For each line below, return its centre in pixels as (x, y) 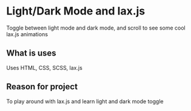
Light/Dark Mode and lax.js (76, 11)
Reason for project (42, 87)
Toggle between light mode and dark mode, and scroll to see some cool (96, 28)
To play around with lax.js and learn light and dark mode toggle (85, 101)
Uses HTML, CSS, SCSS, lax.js (45, 68)
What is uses (31, 53)
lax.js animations (27, 34)
